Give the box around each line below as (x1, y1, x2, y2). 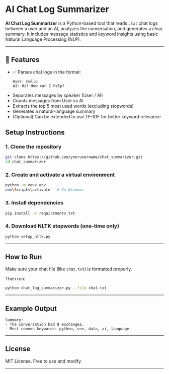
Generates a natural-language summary (12, 108, 96, 114)
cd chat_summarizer (5, 160, 46, 165)
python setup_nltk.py (5, 234, 51, 239)
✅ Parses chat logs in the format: (12, 69, 81, 75)
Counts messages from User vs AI (12, 97, 84, 104)
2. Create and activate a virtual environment (5, 171, 115, 178)
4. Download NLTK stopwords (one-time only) (5, 222, 120, 230)
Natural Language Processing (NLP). (5, 36, 81, 42)
